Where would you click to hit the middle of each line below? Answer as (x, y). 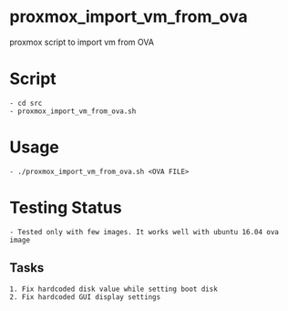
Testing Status (66, 208)
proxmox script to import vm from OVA (82, 42)
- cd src (26, 103)
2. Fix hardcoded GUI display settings (85, 297)
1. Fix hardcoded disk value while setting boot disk (114, 289)
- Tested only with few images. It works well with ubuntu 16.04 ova (144, 232)
